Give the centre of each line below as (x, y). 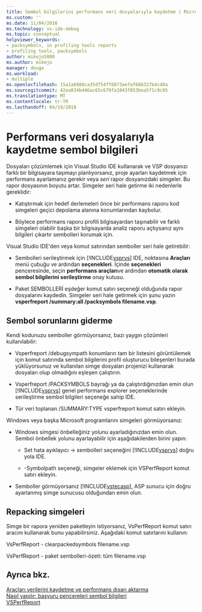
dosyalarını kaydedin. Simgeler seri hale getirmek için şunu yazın (95, 295)
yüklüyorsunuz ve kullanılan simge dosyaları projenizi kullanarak (94, 366)
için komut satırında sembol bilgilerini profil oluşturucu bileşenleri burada (105, 360)
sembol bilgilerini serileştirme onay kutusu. (69, 277)
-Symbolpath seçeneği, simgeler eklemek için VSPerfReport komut (107, 468)
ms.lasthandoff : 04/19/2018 (41, 107)
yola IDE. (35, 456)
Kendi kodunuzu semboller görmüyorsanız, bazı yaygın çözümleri (87, 335)
